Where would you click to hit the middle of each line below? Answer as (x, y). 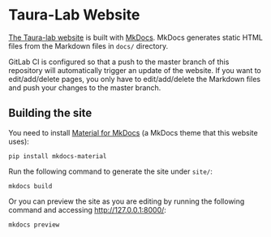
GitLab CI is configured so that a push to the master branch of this (119, 62)
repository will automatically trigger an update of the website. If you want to (135, 70)
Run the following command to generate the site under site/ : (110, 171)
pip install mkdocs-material (58, 156)
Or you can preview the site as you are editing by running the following (127, 201)
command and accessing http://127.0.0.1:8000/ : (87, 209)
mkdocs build (30, 186)
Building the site (50, 113)
